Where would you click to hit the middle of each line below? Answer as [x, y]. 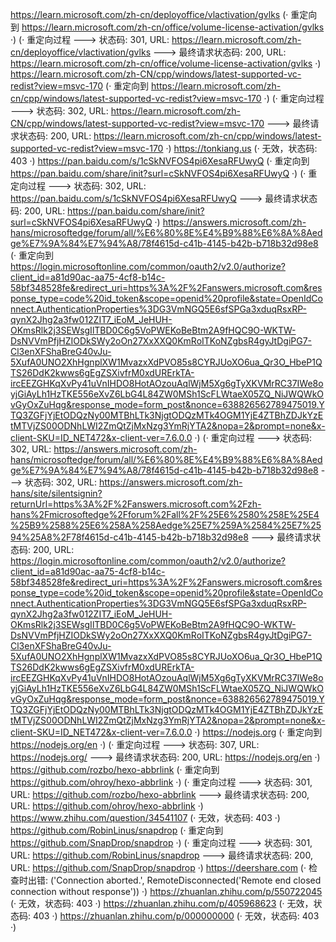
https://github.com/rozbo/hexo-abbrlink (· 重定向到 [115, 769]
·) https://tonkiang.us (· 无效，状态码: [241, 148]
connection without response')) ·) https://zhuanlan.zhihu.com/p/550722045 [166, 891]
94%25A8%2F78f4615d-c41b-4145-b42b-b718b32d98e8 [129, 537]
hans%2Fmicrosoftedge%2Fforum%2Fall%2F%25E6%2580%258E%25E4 [165, 514]
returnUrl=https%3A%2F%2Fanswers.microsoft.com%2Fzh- [136, 504]
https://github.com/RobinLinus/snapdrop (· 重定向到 [117, 830]
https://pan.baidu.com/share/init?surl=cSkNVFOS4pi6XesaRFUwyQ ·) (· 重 [164, 173]
